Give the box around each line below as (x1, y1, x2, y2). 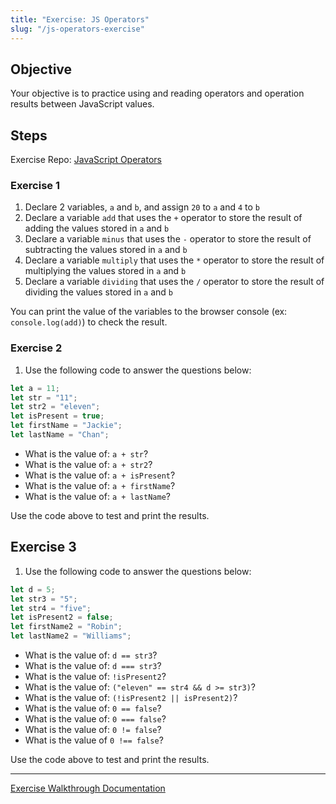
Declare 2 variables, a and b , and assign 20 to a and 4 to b (24, 201, 260, 213)
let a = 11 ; (10, 383, 60, 393)
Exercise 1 (10, 179, 61, 193)
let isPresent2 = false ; (10, 612, 114, 623)
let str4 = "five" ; (10, 603, 92, 613)
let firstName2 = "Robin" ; (10, 622, 123, 632)
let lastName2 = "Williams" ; (10, 631, 132, 641)
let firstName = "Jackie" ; (10, 421, 123, 431)
